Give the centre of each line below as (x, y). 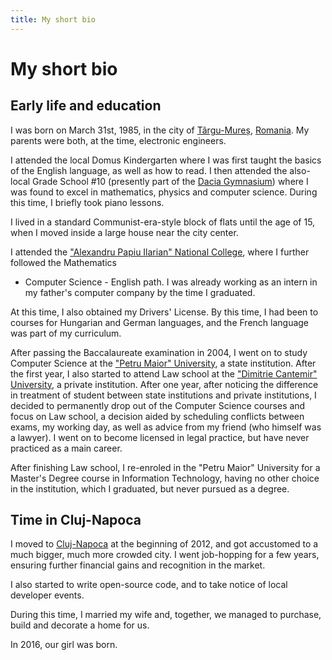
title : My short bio (53, 19)
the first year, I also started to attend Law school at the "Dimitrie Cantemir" (164, 373)
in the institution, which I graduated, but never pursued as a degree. (150, 488)
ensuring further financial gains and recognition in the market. (138, 565)
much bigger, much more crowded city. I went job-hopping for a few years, (165, 555)
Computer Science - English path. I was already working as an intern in (171, 282)
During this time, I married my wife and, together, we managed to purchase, (166, 615)
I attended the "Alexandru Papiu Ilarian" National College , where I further (160, 252)
